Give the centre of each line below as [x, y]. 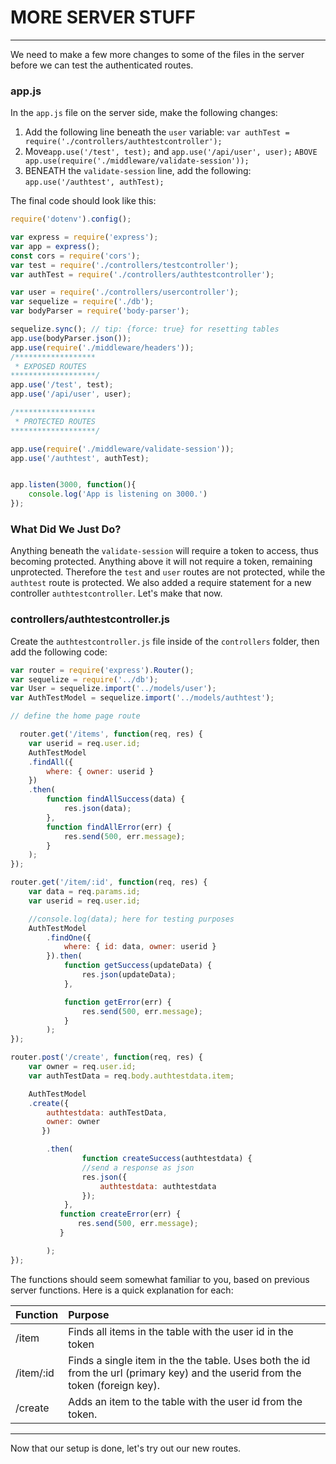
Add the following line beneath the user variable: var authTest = [157, 132]
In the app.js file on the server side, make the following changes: [144, 113]
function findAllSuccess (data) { [116, 799]
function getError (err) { [117, 1002]
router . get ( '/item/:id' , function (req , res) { [109, 882]
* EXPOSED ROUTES [50, 366]
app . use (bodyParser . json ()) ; [71, 338]
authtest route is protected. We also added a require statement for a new [161, 583]
